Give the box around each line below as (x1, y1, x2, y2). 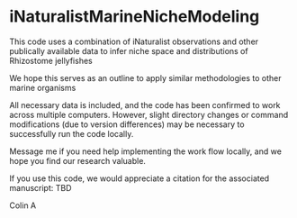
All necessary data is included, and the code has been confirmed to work (9, 99, 281, 110)
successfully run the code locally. (9, 128, 134, 139)
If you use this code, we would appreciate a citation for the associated (9, 173, 270, 184)
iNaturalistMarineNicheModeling (9, 6, 260, 27)
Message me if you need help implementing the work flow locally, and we (9, 146, 282, 157)
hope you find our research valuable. (9, 155, 147, 166)
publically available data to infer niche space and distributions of (9, 45, 249, 56)
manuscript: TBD (9, 182, 72, 193)
